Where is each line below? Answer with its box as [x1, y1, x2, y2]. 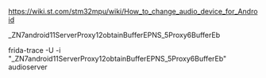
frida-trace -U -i [8, 46, 61, 54]
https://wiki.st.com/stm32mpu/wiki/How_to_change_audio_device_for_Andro [8, 7, 258, 16]
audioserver [8, 62, 48, 72]
